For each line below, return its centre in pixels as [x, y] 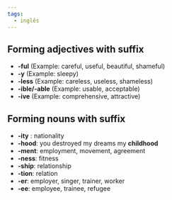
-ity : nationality [41, 136]
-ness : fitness [38, 159]
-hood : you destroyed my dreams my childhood [88, 143]
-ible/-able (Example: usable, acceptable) [79, 89]
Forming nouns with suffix [67, 119]
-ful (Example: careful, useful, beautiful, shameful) [91, 66]
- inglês [27, 21]
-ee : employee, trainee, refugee [64, 189]
